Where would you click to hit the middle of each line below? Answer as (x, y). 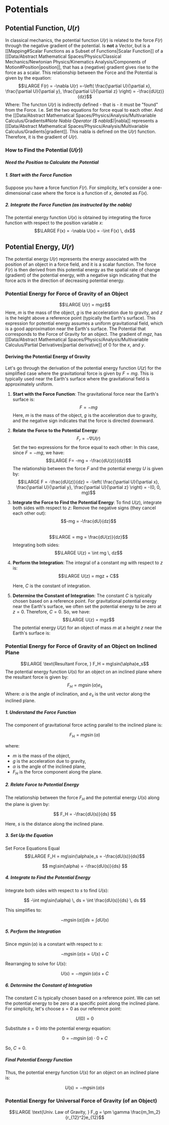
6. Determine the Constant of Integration (49, 986)
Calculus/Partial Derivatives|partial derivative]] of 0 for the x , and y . (75, 345)
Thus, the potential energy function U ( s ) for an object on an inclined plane (82, 1073)
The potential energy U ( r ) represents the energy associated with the (76, 259)
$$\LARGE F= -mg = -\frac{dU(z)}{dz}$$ (88, 461)
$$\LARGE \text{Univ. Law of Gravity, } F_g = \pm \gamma (70, 1112)
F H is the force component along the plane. (57, 772)
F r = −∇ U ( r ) (89, 439)
